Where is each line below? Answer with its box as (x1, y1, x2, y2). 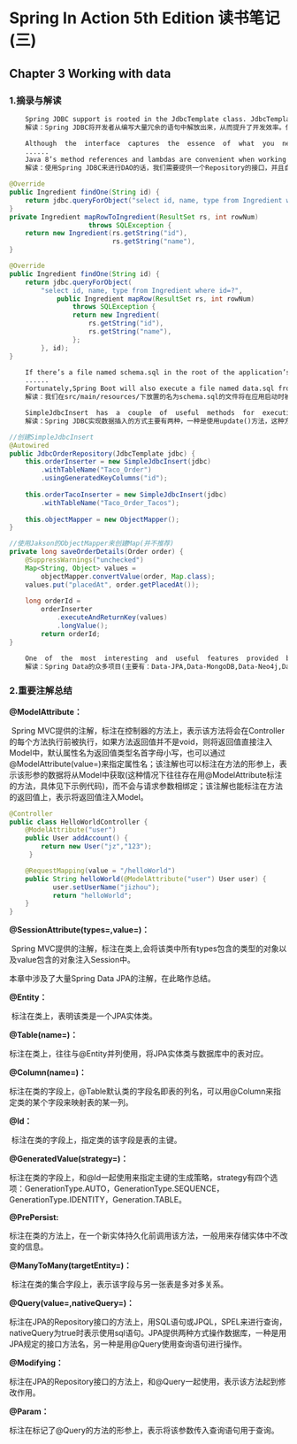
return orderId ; (41, 629, 101, 638)
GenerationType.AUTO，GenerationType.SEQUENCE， (24, 1183, 225, 1194)
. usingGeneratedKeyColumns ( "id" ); (41, 474, 168, 483)
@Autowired (9, 441, 49, 449)
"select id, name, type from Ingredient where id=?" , (41, 286, 243, 295)
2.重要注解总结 (9, 685, 72, 697)
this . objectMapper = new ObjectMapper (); (25, 515, 179, 524)
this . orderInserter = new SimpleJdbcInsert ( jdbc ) (25, 457, 212, 466)
